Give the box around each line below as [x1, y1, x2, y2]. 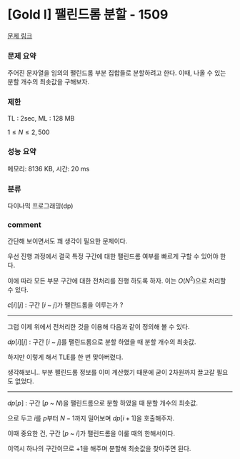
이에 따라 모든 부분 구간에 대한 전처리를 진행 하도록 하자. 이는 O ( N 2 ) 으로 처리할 [7, 276, 226, 286]
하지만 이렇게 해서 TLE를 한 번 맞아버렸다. [7, 353, 124, 361]
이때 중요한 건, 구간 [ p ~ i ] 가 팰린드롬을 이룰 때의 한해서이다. [7, 429, 176, 438]
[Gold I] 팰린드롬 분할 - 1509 [7, 6, 169, 23]
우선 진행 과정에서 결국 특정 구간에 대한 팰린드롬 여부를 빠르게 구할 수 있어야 [7, 252, 219, 261]
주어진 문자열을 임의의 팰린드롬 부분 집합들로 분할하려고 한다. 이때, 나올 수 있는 [7, 69, 226, 77]
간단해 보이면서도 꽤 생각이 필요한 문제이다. [7, 237, 128, 246]
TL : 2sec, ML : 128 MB [7, 114, 75, 122]
